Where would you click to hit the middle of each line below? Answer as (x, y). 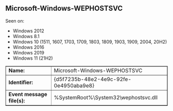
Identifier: (21, 82)
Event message (28, 94)
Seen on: (15, 21)
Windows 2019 (29, 52)
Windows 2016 (29, 47)
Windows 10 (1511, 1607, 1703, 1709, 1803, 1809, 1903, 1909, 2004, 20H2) (90, 42)
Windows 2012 (29, 31)
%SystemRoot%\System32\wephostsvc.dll (106, 97)
